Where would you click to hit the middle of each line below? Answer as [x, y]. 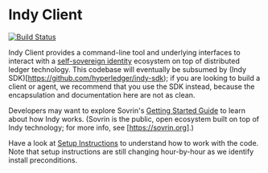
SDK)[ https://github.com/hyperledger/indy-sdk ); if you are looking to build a [134, 78]
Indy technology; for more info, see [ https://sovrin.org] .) [101, 127]
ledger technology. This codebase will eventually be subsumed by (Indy [128, 69]
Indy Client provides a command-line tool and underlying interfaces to [124, 52]
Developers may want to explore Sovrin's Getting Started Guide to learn [127, 111]
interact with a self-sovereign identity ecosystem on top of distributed [124, 61]
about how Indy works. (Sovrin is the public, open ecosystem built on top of [134, 119]
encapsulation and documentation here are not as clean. [102, 95]
